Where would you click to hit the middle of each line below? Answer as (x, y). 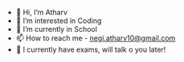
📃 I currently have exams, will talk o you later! (91, 49)
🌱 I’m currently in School (57, 29)
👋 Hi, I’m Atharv (42, 12)
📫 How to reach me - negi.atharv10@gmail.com (96, 38)
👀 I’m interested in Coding (59, 21)
